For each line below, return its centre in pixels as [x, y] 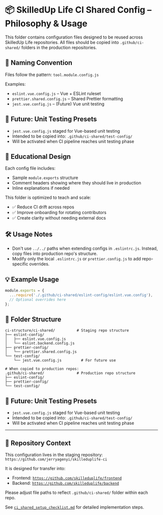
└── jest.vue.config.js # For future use [65, 360]
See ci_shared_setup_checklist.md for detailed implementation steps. [75, 507]
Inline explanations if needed [41, 188]
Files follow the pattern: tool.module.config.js [52, 75]
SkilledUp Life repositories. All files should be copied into [62, 42]
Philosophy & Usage [46, 24]
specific [20, 264]
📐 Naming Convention [39, 63]
